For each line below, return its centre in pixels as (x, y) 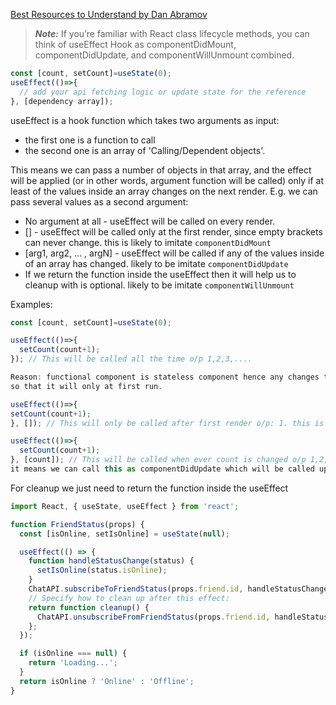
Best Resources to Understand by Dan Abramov (109, 14)
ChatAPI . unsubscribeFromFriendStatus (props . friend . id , (153, 617)
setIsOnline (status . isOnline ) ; (102, 570)
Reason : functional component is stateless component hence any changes (165, 377)
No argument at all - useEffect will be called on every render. (150, 221)
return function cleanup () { (89, 607)
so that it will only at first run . (86, 386)
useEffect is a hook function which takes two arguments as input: (145, 120)
